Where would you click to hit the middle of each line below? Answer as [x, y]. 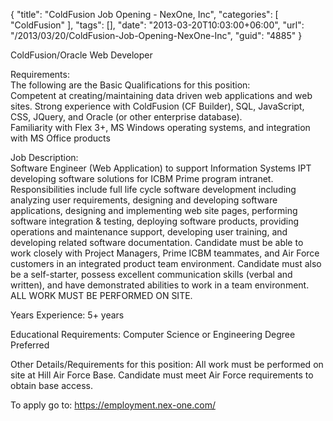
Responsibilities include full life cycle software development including [153, 189]
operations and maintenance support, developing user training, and [149, 232]
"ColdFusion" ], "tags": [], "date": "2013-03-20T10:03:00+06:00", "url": [157, 25]
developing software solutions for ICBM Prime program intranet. [142, 178]
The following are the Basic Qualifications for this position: [130, 85]
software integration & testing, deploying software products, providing [155, 221]
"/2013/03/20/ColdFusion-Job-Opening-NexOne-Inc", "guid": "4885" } [156, 35]
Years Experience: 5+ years [67, 315]
